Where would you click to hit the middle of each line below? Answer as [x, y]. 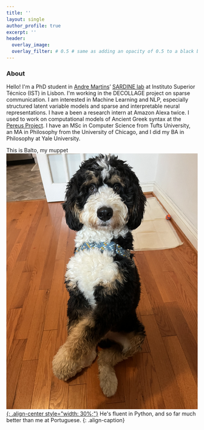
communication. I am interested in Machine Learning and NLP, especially [97, 100]
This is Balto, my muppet [37, 150]
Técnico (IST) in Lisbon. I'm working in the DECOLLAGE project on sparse [98, 93]
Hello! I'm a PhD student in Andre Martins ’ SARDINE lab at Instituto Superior [101, 87]
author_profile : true [34, 26]
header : [16, 39]
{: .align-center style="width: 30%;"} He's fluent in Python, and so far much [101, 414]
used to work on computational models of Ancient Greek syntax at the [94, 119]
